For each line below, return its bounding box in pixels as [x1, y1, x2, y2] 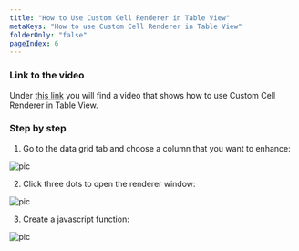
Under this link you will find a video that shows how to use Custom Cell [9, 89, 276, 100]
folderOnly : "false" [9, 30, 88, 39]
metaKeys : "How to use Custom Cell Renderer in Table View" [9, 22, 243, 31]
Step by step [9, 122, 67, 135]
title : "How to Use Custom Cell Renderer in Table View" [9, 13, 231, 23]
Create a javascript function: [22, 214, 129, 225]
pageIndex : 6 [9, 38, 59, 48]
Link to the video [9, 69, 85, 82]
